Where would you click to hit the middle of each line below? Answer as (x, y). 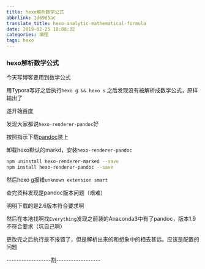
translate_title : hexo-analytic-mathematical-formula (76, 23)
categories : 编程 (28, 35)
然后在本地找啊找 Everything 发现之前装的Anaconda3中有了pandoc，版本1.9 (101, 219)
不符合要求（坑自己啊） (36, 226)
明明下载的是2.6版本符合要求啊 (45, 206)
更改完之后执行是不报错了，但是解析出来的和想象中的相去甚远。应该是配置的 (103, 240)
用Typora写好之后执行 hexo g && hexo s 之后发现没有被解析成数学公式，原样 (102, 90)
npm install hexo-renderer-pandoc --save (60, 168)
